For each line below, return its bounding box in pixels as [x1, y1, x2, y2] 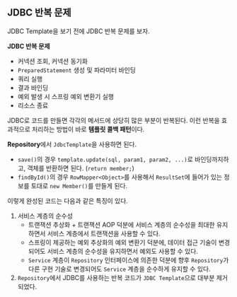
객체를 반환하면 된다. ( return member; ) [27, 163, 134, 172]
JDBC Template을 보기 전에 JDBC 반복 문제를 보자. [7, 27, 150, 35]
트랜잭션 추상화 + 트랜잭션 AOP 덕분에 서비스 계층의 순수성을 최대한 [28, 220, 215, 228]
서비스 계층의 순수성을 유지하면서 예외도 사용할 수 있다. [47, 247, 198, 255]
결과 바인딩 [17, 83, 49, 92]
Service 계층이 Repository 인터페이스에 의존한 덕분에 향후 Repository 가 [28, 255, 229, 264]
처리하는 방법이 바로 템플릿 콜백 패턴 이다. [31, 124, 145, 133]
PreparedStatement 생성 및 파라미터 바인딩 [17, 66, 137, 74]
